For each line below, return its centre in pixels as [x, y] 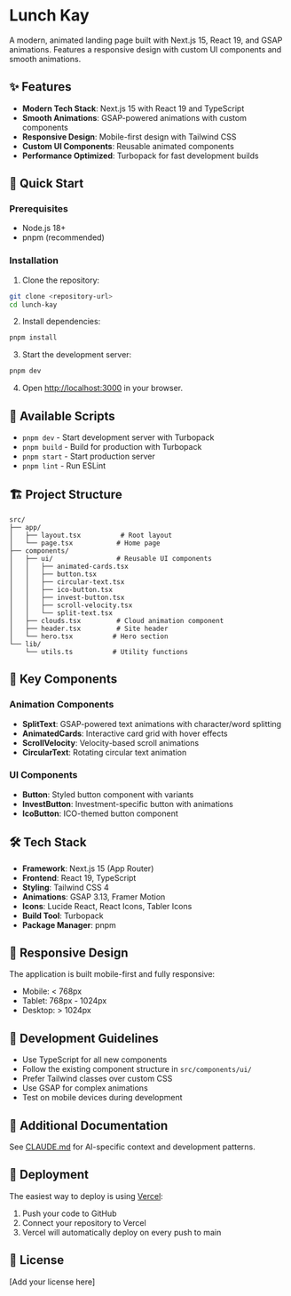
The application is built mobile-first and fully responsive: [112, 974]
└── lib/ [25, 644]
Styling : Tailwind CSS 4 [65, 887]
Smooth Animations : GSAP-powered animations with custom [134, 117]
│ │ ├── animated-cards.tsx [69, 566]
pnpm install [33, 338]
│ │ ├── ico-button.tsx [61, 589]
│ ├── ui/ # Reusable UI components [111, 558]
